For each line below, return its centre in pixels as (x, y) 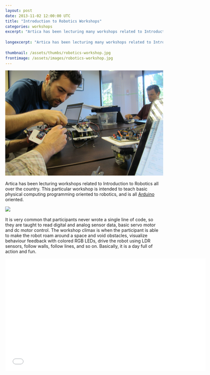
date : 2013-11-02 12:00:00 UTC (38, 16)
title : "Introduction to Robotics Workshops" (53, 21)
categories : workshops (29, 27)
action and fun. (21, 251)
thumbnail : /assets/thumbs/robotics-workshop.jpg (58, 53)
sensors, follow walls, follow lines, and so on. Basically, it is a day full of (79, 246)
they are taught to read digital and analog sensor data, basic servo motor (80, 225)
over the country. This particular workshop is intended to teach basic (76, 189)
